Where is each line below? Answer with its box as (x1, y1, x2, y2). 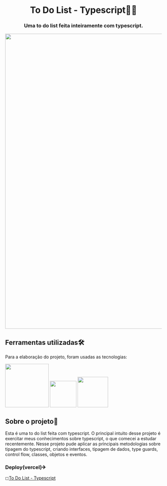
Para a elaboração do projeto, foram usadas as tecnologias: (5, 354, 128, 360)
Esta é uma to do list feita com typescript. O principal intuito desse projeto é (5, 430, 161, 436)
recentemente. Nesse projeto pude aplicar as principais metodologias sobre (5, 441, 161, 447)
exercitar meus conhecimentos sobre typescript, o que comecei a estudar (5, 436, 157, 442)
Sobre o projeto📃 (5, 417, 58, 425)
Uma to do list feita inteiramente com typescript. (24, 22, 143, 29)
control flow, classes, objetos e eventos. (5, 452, 87, 458)
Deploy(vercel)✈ (5, 464, 46, 471)
